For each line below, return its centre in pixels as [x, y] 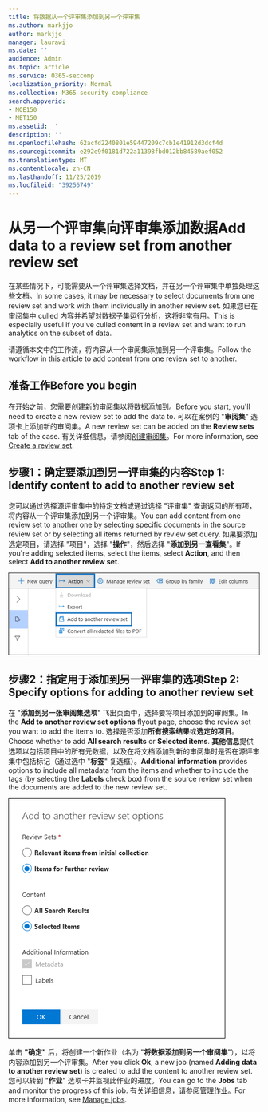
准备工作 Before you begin [73, 386]
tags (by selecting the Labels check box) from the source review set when [130, 778]
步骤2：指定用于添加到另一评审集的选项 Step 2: [124, 680]
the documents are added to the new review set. [88, 787]
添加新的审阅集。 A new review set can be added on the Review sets [142, 426]
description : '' [35, 135]
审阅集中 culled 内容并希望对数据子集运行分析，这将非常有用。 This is [122, 316]
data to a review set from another [120, 245]
